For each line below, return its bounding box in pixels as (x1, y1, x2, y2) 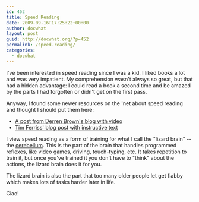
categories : (6, 48, 36, 53)
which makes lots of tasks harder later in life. (6, 178, 116, 185)
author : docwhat (6, 25, 46, 31)
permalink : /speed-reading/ (6, 42, 76, 48)
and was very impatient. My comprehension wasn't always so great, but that (6, 75, 193, 83)
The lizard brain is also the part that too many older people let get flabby (6, 172, 183, 179)
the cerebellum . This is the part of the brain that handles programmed (6, 141, 177, 149)
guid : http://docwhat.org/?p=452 (6, 36, 89, 42)
